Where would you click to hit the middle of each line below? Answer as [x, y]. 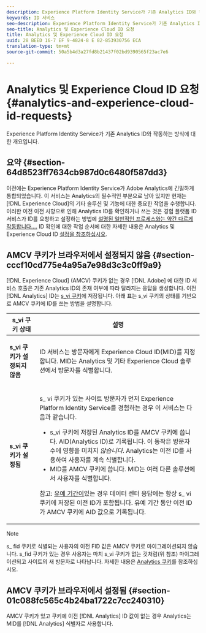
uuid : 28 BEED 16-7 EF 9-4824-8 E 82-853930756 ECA [74, 40]
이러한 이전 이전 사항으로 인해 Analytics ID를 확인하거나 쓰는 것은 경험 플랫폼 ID [102, 211]
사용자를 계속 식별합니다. [102, 460]
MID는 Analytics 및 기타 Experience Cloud [119, 361]
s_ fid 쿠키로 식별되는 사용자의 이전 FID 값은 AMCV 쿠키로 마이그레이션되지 [97, 547]
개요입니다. [26, 141]
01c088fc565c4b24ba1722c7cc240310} [86, 600]
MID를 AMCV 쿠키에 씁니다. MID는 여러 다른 [111, 469]
